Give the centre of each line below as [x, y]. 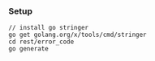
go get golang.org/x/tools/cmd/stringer [78, 35]
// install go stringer [49, 28]
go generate [28, 49]
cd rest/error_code [41, 42]
